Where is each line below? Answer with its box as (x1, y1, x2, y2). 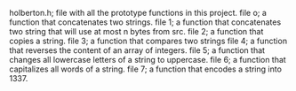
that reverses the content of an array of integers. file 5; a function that (9, 45, 265, 56)
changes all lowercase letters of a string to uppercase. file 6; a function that (9, 55, 286, 64)
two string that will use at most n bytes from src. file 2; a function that (9, 27, 264, 36)
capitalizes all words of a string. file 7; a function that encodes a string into (9, 64, 283, 74)
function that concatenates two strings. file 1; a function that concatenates (9, 17, 282, 27)
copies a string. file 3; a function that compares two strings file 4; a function (9, 35, 287, 46)
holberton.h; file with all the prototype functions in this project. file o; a (9, 8, 267, 18)
